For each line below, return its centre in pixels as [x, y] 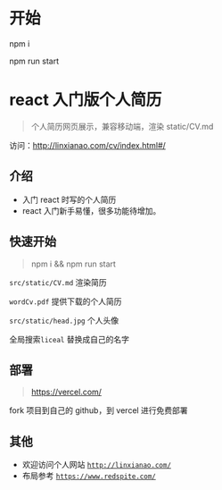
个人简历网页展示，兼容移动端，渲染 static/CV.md [122, 126]
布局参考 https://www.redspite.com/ [89, 476]
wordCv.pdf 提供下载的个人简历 [66, 301]
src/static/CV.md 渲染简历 [58, 282]
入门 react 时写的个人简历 [69, 199]
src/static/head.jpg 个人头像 [64, 320]
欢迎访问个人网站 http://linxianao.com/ [97, 465]
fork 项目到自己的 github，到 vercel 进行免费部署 [99, 410]
